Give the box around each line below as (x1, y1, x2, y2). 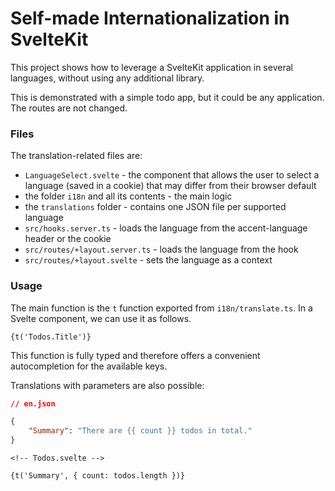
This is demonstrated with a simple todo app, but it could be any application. (10, 91, 325, 103)
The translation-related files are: (10, 150, 143, 162)
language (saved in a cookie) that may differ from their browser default (24, 180, 317, 192)
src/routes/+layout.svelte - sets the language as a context (24, 254, 273, 266)
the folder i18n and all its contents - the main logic (24, 190, 233, 202)
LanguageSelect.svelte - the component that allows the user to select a (24, 169, 320, 181)
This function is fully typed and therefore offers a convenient (10, 349, 261, 361)
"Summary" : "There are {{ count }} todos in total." (28, 426, 253, 436)
